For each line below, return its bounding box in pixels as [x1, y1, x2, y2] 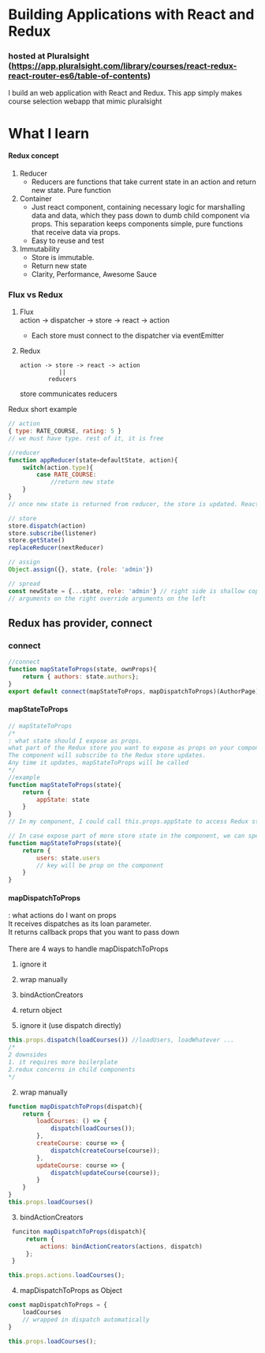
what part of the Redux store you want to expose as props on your [8, 744, 235, 752]
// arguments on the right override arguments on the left [8, 595, 207, 603]
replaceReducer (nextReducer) [8, 544, 104, 552]
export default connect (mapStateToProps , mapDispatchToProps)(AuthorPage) [8, 687, 259, 695]
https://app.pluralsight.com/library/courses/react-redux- [11, 61, 237, 72]
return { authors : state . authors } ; [22, 672, 140, 681]
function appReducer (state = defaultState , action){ [8, 456, 178, 464]
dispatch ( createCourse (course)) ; [50, 1147, 160, 1155]
